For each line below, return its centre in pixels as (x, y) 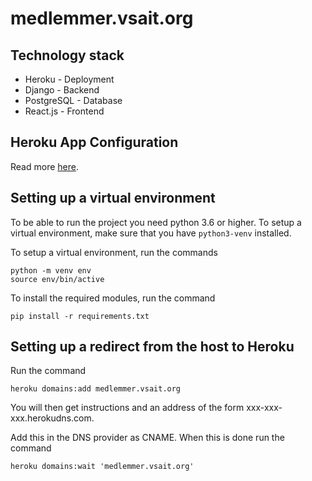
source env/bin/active (57, 279)
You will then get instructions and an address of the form (127, 408)
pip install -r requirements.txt (80, 316)
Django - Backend (62, 90)
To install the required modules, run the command (113, 298)
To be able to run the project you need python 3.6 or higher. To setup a (156, 222)
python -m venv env (51, 270)
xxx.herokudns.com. (52, 418)
